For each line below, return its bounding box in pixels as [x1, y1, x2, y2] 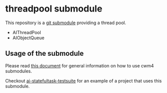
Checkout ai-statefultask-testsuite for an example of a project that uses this [5, 77, 162, 83]
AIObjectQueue [12, 35, 45, 41]
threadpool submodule [5, 3, 103, 15]
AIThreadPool [12, 29, 41, 35]
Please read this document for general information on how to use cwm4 [5, 62, 154, 68]
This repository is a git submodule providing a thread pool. [5, 20, 127, 26]
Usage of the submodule [5, 49, 84, 58]
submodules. [5, 68, 32, 74]
